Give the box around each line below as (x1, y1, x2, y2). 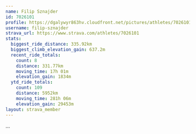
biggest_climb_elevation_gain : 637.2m (11, 47, 106, 53)
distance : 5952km (16, 90, 59, 96)
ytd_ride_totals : (11, 80, 53, 85)
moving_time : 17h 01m (16, 68, 68, 74)
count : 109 (16, 85, 43, 91)
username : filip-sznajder (5, 25, 68, 31)
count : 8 (16, 57, 37, 63)
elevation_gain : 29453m (16, 101, 74, 107)
